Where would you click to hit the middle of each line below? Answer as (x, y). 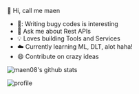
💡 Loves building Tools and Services (68, 38)
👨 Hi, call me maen (34, 11)
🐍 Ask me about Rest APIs (54, 31)
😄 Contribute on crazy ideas (58, 56)
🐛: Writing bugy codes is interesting (67, 24)
